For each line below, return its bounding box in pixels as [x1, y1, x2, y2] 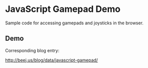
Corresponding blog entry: [5, 47, 60, 53]
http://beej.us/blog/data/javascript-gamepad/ [5, 57, 98, 63]
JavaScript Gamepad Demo [5, 3, 121, 15]
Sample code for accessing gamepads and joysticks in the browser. [5, 20, 144, 26]
